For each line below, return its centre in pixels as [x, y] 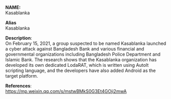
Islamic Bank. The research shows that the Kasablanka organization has [81, 60]
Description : [19, 38]
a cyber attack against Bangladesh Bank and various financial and [75, 49]
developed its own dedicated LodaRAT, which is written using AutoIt [77, 65]
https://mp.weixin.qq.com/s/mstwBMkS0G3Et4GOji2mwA [66, 91]
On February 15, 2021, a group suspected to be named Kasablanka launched [86, 43]
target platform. [22, 76]
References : [18, 86]
